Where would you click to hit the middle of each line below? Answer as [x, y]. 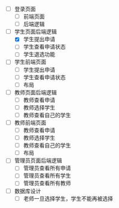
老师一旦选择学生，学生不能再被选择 [68, 198]
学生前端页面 [30, 62]
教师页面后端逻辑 [35, 92]
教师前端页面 [30, 122]
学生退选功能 [39, 54]
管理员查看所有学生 [47, 176]
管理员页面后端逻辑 [38, 161]
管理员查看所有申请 [47, 168]
